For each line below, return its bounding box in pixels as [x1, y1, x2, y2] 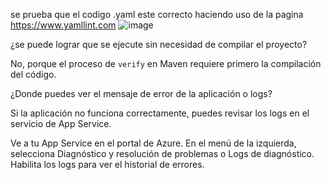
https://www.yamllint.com [10, 19, 117, 31]
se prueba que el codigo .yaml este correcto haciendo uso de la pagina [10, 9, 304, 20]
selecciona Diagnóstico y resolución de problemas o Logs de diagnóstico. [10, 148, 315, 159]
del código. [10, 69, 57, 80]
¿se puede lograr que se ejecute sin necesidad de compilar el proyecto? [10, 39, 308, 50]
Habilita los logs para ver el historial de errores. [10, 159, 205, 170]
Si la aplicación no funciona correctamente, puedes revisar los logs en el [10, 107, 310, 119]
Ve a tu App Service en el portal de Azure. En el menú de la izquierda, [10, 137, 297, 149]
